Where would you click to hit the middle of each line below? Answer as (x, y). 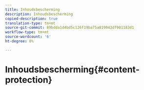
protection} (29, 80)
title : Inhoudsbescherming (32, 9)
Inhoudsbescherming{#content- (72, 69)
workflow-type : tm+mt (27, 32)
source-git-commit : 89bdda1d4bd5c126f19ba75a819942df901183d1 (70, 28)
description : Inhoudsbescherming (39, 14)
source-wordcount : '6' (28, 37)
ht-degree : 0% (20, 41)
